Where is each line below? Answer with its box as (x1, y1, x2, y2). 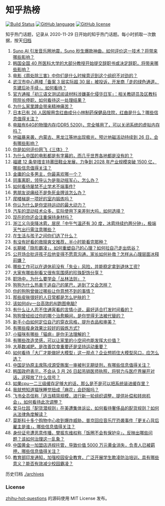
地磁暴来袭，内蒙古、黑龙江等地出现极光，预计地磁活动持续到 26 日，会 (12, 134, 159, 140)
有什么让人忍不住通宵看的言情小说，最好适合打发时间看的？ (12, 306, 134, 312)
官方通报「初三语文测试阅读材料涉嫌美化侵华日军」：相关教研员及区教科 (12, 91, 157, 97)
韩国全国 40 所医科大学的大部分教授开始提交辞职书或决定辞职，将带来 (12, 60, 154, 66)
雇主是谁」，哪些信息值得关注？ (12, 423, 76, 429)
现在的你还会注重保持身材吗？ (12, 214, 73, 220)
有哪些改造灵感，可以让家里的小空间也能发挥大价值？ (12, 337, 121, 343)
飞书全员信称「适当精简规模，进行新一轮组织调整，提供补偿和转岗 (12, 393, 146, 399)
